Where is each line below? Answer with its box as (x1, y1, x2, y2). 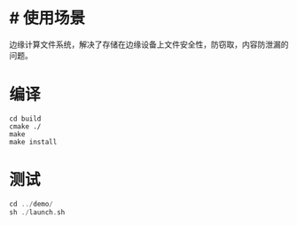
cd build (9, 114, 42, 123)
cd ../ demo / (9, 199, 53, 208)
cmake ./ (9, 121, 42, 131)
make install (9, 137, 58, 146)
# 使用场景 (9, 8, 86, 28)
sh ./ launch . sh (9, 207, 66, 217)
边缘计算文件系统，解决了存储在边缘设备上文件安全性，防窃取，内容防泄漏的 (9, 39, 289, 50)
